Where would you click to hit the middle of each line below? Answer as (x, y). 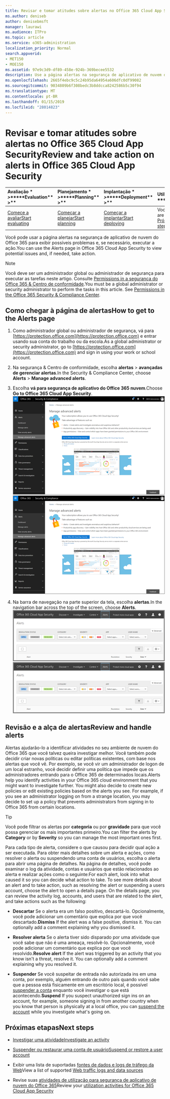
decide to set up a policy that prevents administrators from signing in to (80, 801)
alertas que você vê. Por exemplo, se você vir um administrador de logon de (85, 764)
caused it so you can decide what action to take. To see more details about (83, 880)
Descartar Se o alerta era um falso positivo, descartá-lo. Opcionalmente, (89, 911)
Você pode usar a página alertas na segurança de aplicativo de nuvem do (82, 237)
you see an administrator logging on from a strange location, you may (78, 796)
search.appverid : (24, 53)
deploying (114, 223)
